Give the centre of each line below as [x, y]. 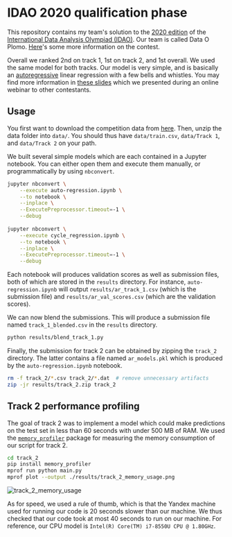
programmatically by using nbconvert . [61, 171]
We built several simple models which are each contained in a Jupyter [107, 156]
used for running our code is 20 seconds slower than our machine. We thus [115, 511]
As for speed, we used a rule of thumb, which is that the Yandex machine [111, 504]
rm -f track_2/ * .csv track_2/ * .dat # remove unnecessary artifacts [108, 378]
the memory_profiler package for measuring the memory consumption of [111, 438]
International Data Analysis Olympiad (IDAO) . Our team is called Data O [108, 39]
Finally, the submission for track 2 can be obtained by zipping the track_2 [112, 351]
